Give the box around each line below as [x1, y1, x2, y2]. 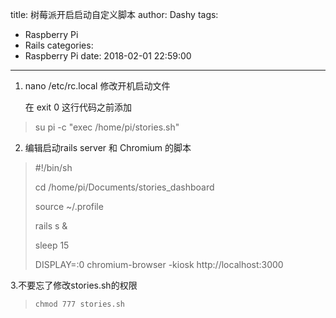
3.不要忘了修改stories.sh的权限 [10, 279, 138, 291]
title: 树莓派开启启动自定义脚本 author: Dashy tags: [10, 9, 219, 20]
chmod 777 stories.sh [34, 299, 125, 309]
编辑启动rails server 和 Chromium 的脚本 [24, 142, 192, 153]
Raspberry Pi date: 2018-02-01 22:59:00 [24, 50, 192, 62]
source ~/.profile [34, 201, 104, 212]
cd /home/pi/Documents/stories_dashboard [34, 181, 215, 193]
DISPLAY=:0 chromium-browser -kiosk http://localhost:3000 [34, 259, 284, 270]
